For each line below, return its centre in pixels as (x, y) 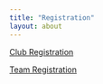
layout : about (36, 26)
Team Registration (43, 70)
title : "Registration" (52, 18)
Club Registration (42, 51)
